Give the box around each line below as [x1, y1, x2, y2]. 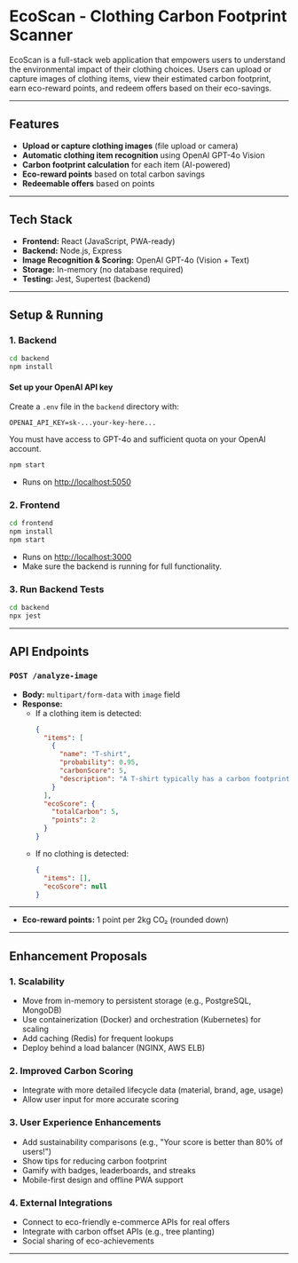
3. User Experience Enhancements [9, 1117, 161, 1129]
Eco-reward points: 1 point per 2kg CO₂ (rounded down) [21, 914, 229, 925]
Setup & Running [9, 307, 104, 322]
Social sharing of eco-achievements [21, 1235, 155, 1246]
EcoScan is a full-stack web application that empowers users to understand [9, 54, 286, 65]
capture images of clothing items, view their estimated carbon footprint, [9, 73, 272, 83]
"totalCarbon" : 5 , [51, 808, 120, 817]
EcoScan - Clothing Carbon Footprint [9, 6, 287, 27]
